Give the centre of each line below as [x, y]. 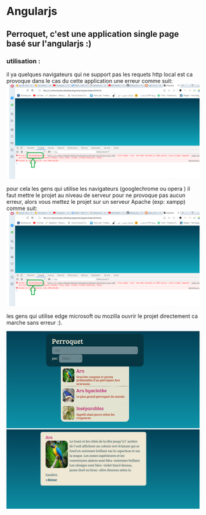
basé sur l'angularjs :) [49, 43]
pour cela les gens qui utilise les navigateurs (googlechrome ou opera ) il [98, 188]
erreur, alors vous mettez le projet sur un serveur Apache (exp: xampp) [96, 201]
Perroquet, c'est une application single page [93, 34]
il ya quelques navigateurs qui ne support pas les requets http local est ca [100, 74]
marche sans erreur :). [34, 323]
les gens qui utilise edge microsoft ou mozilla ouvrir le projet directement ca [102, 316]
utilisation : [24, 61]
